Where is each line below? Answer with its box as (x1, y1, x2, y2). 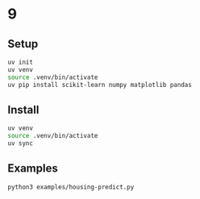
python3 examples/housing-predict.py (7, 183, 135, 191)
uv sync (7, 139, 34, 147)
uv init (7, 58, 34, 66)
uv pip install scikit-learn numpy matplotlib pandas (7, 81, 193, 89)
